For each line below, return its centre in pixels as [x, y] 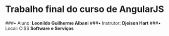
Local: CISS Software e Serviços [40, 28]
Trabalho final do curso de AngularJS [85, 9]
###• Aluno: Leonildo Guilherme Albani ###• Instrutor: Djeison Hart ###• [83, 23]
